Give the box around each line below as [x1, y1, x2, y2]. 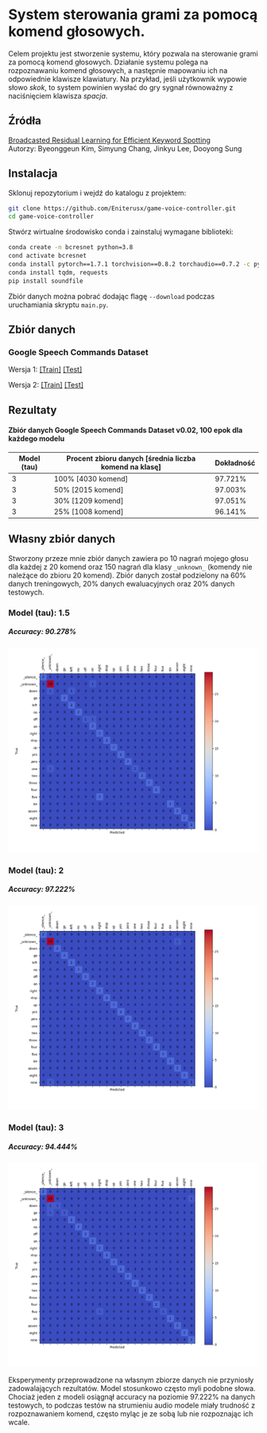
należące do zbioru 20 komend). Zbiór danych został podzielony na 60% [8, 570, 246, 580]
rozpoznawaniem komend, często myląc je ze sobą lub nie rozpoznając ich [8, 1409, 253, 1419]
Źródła [8, 114, 41, 128]
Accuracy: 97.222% [8, 885, 75, 894]
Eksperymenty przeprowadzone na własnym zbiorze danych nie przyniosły [8, 1375, 254, 1385]
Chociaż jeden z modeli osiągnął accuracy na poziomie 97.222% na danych [8, 1392, 256, 1402]
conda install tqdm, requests [8, 268, 109, 276]
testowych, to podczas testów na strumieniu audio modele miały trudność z [8, 1400, 256, 1410]
